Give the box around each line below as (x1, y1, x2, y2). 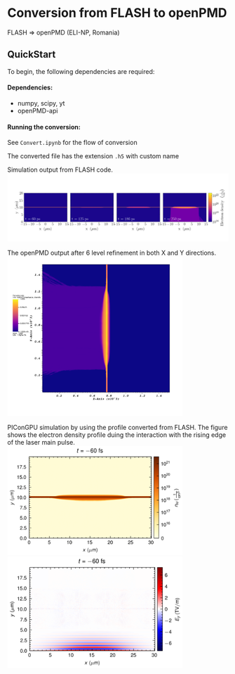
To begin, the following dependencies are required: (7, 67, 155, 75)
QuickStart (7, 49, 56, 61)
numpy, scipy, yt (17, 98, 65, 107)
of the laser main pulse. (7, 438, 76, 447)
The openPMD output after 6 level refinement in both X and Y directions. (7, 248, 216, 257)
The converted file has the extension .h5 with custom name (7, 152, 180, 160)
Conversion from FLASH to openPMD (7, 5, 227, 21)
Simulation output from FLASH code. (7, 165, 114, 174)
